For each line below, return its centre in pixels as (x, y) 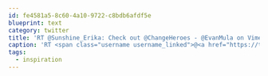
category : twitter (39, 30)
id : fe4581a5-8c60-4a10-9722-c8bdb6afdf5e (80, 15)
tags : (17, 52)
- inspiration (39, 60)
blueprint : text (35, 23)
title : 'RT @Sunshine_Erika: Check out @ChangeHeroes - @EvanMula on (126, 38)
